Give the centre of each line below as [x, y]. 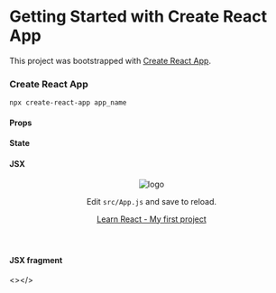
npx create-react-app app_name [68, 103]
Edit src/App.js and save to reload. [152, 201]
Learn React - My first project [152, 219]
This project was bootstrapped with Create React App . [110, 60]
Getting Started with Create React [138, 17]
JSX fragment [36, 260]
